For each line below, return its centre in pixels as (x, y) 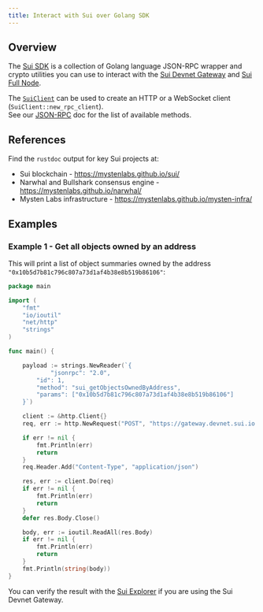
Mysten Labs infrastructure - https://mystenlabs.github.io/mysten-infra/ (136, 199)
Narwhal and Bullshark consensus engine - (89, 183)
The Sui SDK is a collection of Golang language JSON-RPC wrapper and (125, 66)
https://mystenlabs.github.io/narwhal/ (80, 191)
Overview (33, 48)
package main (30, 286)
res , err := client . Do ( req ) (68, 481)
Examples (33, 224)
